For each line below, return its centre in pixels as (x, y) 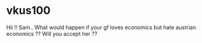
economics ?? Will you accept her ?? (52, 33)
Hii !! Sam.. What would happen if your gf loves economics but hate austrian (101, 27)
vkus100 (29, 11)
